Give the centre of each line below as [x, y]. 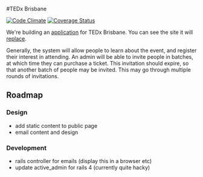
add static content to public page [56, 125]
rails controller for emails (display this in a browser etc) [83, 161]
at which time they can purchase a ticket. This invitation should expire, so [98, 63]
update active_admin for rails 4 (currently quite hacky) [82, 167]
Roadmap [25, 95]
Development [27, 148]
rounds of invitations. [33, 76]
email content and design [47, 132]
